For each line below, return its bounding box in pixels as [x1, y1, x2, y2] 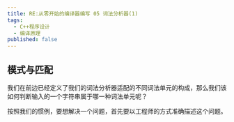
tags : [7, 17, 23, 24]
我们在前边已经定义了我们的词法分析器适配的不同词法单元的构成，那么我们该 [7, 83, 227, 91]
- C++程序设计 [13, 23, 50, 30]
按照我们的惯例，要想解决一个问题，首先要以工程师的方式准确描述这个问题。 [7, 107, 227, 115]
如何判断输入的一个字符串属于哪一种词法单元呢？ [7, 92, 148, 100]
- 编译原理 [13, 29, 41, 37]
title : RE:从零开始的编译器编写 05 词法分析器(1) [7, 10, 139, 17]
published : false [7, 36, 58, 43]
